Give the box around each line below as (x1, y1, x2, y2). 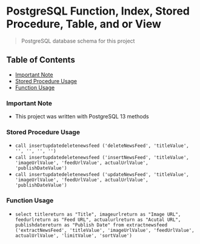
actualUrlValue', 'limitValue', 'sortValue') (15, 232, 132, 239)
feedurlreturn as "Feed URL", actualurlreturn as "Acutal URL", (15, 217, 181, 223)
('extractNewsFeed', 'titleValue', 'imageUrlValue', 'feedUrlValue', (15, 227, 195, 233)
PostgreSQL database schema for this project (21, 37, 135, 44)
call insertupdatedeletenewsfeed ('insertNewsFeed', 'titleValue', (15, 155, 189, 161)
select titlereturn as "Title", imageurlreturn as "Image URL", (15, 211, 181, 217)
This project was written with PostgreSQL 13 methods (15, 113, 150, 120)
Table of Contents (6, 55, 76, 65)
